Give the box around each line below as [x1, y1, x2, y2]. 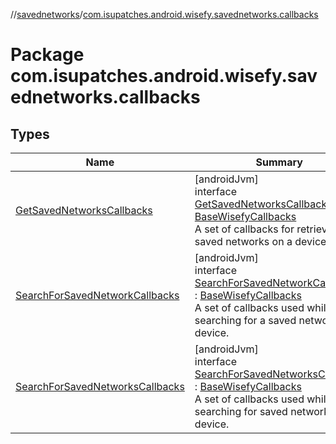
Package [10, 44, 85, 66]
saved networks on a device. [194, 235, 330, 248]
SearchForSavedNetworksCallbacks [15, 380, 185, 393]
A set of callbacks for [194, 222, 295, 236]
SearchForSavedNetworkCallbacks [15, 289, 180, 302]
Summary [255, 155, 303, 169]
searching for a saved [194, 314, 297, 327]
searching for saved [194, 405, 288, 418]
